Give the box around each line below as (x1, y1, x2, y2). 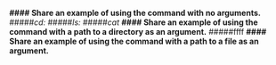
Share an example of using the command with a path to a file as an (9, 36, 260, 46)
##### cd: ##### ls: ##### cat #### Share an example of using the (9, 17, 258, 28)
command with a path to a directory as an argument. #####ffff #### (9, 27, 267, 37)
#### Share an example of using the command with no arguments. (9, 8, 261, 18)
